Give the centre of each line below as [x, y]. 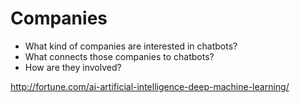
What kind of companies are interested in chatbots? [131, 46]
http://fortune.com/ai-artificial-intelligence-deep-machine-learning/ [150, 86]
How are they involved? [73, 67]
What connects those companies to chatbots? [119, 56]
